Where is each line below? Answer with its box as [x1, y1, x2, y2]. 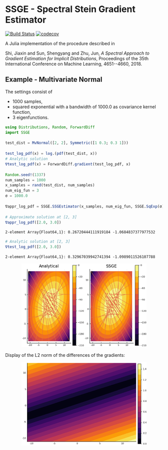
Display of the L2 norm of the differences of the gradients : [5, 352, 125, 358]
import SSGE [5, 130, 30, 135]
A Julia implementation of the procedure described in [5, 40, 115, 46]
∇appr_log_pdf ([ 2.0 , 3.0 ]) [5, 219, 61, 225]
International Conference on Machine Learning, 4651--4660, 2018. [5, 61, 142, 67]
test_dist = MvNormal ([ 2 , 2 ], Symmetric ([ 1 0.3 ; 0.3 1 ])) [5, 140, 128, 146]
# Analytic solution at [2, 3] [5, 239, 70, 244]
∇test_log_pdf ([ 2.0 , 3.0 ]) [5, 245, 61, 250]
